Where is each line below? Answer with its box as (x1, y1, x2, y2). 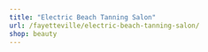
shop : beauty (9, 29, 58, 38)
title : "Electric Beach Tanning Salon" (9, 12, 157, 22)
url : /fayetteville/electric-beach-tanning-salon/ (9, 21, 200, 30)
